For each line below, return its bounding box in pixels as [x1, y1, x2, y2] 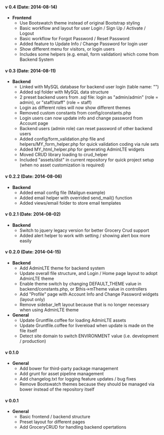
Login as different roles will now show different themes [19, 105, 131, 110]
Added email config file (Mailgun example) [19, 190, 106, 195]
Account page [19, 120, 49, 126]
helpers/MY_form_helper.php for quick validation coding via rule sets [19, 141, 159, 147]
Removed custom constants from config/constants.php [19, 110, 132, 116]
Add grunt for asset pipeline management [19, 371, 104, 377]
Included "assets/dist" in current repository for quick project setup [19, 157, 154, 163]
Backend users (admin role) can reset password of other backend [19, 126, 153, 132]
